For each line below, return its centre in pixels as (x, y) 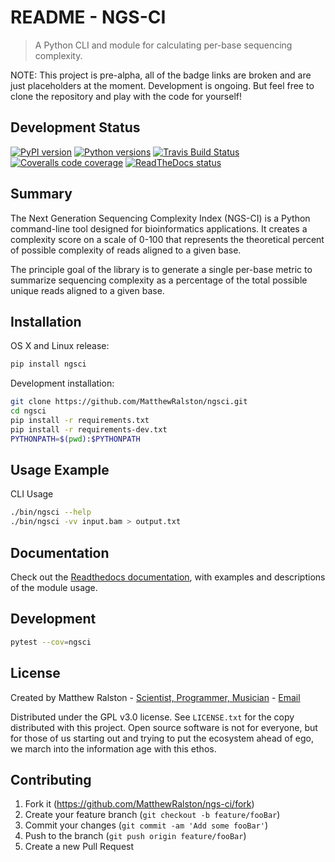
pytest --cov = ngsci (51, 642)
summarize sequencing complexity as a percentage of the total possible (159, 280)
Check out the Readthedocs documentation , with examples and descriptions (168, 577)
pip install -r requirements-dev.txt (89, 429)
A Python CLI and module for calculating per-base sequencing (163, 45)
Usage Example (60, 470)
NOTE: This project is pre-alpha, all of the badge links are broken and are (161, 75)
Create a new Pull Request (79, 847)
